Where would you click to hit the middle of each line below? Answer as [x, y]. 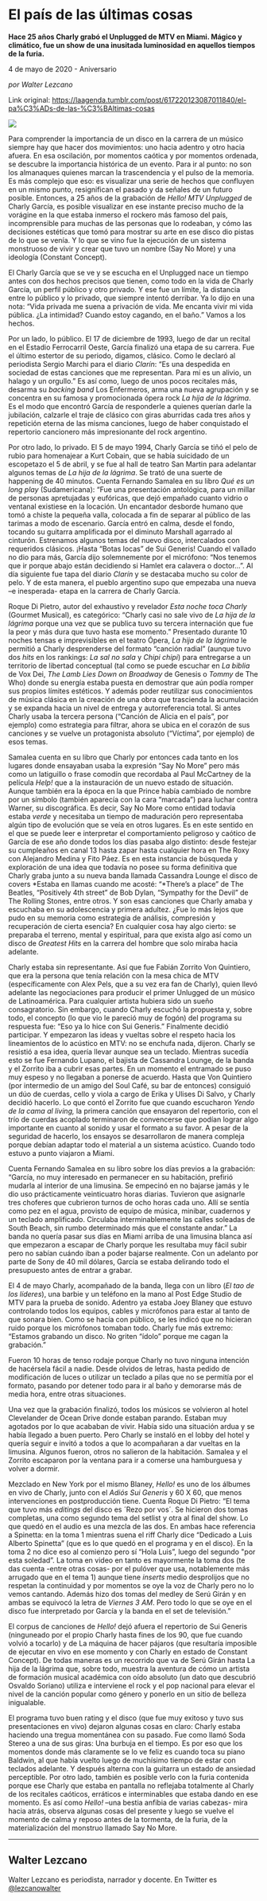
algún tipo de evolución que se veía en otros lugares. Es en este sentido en [131, 825]
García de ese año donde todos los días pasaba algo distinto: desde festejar [132, 841]
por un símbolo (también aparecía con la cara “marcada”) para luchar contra [133, 799]
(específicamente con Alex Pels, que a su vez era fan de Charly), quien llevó [133, 984]
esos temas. [28, 741]
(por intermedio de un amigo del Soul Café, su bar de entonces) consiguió [130, 1085]
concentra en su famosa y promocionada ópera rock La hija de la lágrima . [130, 398]
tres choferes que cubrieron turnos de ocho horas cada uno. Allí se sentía [129, 1202]
